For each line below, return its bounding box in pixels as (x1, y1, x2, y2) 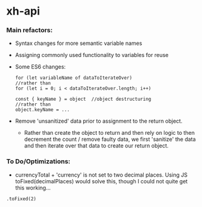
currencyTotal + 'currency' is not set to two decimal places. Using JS (15, 171, 188, 178)
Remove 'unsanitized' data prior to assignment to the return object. (15, 117, 183, 125)
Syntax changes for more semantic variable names (15, 39, 143, 47)
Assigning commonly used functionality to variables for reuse (15, 52, 169, 59)
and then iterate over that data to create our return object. (24, 142, 169, 149)
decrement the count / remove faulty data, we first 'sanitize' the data (24, 135, 196, 143)
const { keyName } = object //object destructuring (15, 96, 152, 103)
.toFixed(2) (6, 195, 36, 202)
